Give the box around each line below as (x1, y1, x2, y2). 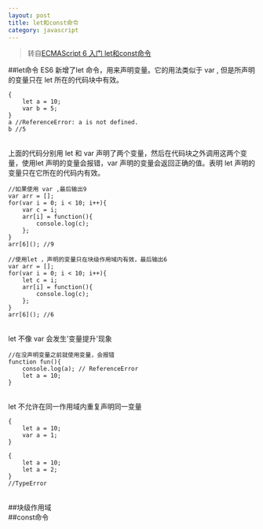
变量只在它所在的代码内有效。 (8, 168, 104, 178)
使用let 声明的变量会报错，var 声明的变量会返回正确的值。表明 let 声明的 (21, 158, 255, 168)
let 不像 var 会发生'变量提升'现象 (8, 334, 112, 343)
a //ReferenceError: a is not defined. (8, 119, 139, 127)
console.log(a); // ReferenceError (22, 365, 139, 373)
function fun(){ (8, 358, 61, 366)
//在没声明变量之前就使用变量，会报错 (8, 351, 115, 359)
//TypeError (8, 479, 47, 488)
